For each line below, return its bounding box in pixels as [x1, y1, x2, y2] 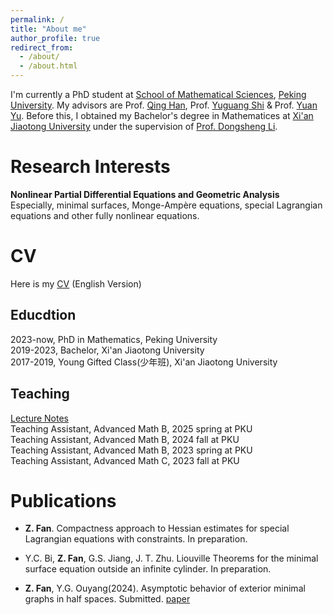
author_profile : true [10, 33, 101, 43]
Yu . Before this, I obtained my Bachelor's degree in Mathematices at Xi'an [10, 110, 314, 121]
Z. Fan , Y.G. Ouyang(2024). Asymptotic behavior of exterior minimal [24, 582, 306, 595]
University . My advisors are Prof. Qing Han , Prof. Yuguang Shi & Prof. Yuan [10, 99, 318, 111]
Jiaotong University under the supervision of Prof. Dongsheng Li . [10, 121, 278, 132]
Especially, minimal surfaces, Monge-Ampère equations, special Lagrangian [10, 199, 323, 211]
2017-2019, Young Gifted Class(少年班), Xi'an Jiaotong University [10, 356, 278, 368]
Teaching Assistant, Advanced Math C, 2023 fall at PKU [10, 454, 240, 466]
